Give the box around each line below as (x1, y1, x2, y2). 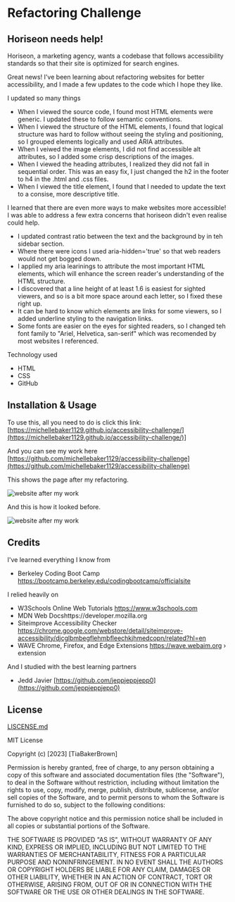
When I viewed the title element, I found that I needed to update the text (17, 182, 226, 191)
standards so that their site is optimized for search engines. (7, 59, 179, 68)
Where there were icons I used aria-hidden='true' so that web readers (17, 247, 221, 255)
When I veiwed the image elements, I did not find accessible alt (17, 145, 201, 153)
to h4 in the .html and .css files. (17, 175, 109, 183)
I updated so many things (7, 94, 81, 102)
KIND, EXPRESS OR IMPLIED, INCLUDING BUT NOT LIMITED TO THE (7, 843, 207, 851)
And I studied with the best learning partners (7, 662, 137, 670)
